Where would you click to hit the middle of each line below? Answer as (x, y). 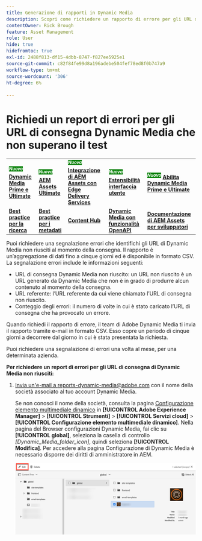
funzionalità (124, 224)
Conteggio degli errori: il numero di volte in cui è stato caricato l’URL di (103, 306)
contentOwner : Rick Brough (40, 25)
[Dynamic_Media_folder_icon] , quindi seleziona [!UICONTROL (92, 442)
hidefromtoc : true (29, 51)
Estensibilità (124, 180)
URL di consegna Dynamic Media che (101, 132)
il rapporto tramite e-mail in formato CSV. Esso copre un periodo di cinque (98, 331)
